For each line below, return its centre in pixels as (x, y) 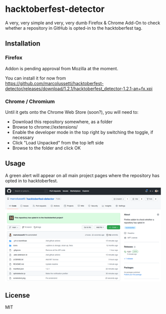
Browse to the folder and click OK (46, 148)
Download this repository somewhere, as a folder (62, 122)
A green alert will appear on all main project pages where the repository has (82, 175)
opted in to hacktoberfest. (32, 180)
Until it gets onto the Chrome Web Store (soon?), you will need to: (72, 112)
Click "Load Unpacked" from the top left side (58, 142)
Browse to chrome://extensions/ (45, 127)
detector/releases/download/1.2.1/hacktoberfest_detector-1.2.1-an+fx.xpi (79, 89)
